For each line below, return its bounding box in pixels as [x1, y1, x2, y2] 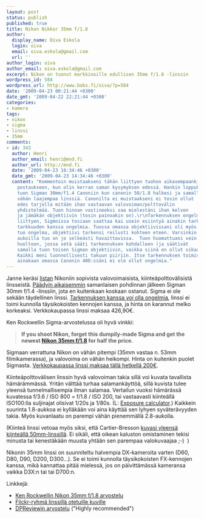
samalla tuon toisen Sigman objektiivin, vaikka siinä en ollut [17, 247, 183, 253]
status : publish [6, 15, 47, 21]
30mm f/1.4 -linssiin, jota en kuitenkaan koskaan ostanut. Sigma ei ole [6, 287, 181, 295]
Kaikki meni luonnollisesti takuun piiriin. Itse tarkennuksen [17, 252, 181, 259]
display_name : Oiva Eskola [12, 37, 80, 43]
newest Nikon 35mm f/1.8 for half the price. [21, 337, 134, 345]
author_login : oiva [6, 60, 56, 66]
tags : [6, 111, 20, 117]
